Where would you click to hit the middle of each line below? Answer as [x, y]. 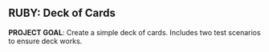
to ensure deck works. [45, 41]
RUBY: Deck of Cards [62, 13]
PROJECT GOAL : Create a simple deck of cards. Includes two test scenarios [134, 32]
